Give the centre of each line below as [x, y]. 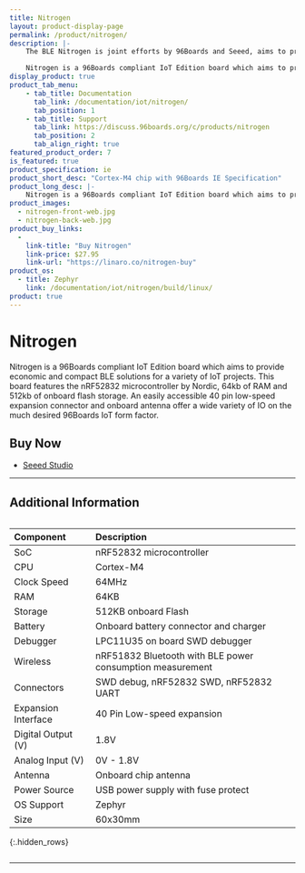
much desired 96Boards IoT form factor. [84, 415]
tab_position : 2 [64, 136]
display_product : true [52, 77]
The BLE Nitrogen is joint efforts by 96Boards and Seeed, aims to [156, 52]
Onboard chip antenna [143, 776]
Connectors [39, 687]
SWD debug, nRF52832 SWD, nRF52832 [183, 682]
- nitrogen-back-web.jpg [64, 220]
